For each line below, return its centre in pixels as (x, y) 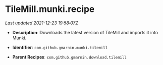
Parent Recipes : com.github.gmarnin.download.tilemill (69, 57)
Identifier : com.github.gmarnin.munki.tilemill (60, 47)
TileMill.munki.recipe (50, 9)
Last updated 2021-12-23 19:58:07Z (42, 23)
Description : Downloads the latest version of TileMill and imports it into (85, 32)
